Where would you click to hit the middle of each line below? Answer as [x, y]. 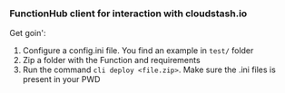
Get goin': [28, 33]
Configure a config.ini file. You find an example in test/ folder [138, 51]
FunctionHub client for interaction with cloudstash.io [128, 14]
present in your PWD [61, 79]
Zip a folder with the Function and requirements [112, 60]
